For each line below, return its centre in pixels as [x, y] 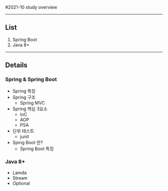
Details [16, 65]
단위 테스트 [23, 131]
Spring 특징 [24, 91]
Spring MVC [32, 103]
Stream [20, 178]
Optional [21, 183]
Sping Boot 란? [28, 142]
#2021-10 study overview [31, 7]
